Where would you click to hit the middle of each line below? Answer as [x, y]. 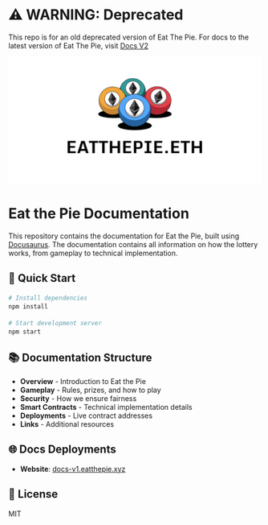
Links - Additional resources [67, 424]
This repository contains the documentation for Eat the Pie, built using [124, 236]
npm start [25, 332]
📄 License [33, 494]
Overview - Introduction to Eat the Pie [83, 381]
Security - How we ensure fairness [78, 398]
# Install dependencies [48, 298]
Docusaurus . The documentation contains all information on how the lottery [133, 244]
